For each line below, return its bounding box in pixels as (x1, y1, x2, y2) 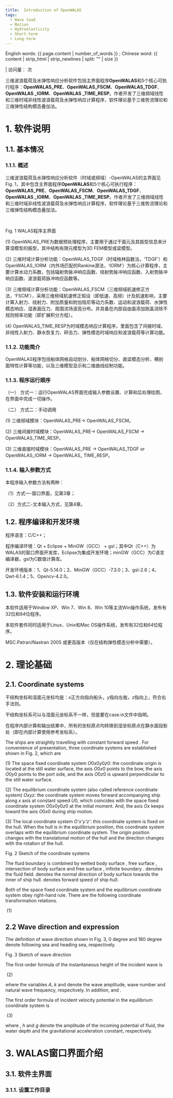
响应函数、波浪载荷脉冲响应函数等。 (5, 275, 82, 281)
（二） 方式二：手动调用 (5, 407, 57, 413)
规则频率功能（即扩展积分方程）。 (5, 312, 76, 318)
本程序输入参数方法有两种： (5, 479, 64, 485)
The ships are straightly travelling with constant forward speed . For (5, 739, 149, 745)
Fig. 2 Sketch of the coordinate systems (5, 850, 90, 857)
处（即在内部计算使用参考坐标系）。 (5, 729, 80, 735)
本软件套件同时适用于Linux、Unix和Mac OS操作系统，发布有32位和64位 (5, 622, 159, 628)
